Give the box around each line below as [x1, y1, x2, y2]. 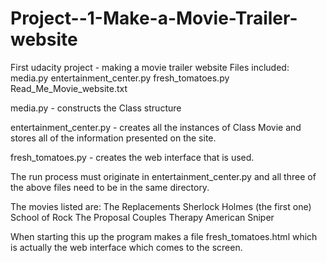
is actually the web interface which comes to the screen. [10, 241, 243, 253]
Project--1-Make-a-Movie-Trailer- [10, 7, 298, 30]
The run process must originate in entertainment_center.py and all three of [10, 170, 317, 182]
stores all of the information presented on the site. [10, 132, 217, 144]
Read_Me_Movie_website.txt [10, 82, 128, 94]
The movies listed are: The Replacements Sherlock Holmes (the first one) [10, 200, 312, 212]
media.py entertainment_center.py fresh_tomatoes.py [10, 72, 230, 84]
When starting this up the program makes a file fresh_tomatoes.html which [10, 230, 318, 242]
